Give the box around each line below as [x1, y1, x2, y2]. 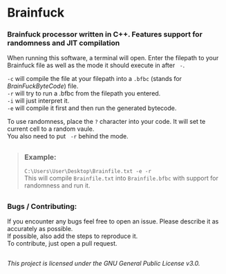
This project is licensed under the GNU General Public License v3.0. [7, 259, 200, 268]
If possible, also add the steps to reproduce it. [7, 232, 138, 240]
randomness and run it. [23, 181, 91, 190]
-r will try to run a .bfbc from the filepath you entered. [7, 89, 161, 98]
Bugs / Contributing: [7, 201, 77, 211]
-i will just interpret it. [7, 97, 70, 105]
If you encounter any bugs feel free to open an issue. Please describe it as [7, 217, 219, 226]
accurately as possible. [7, 225, 73, 233]
